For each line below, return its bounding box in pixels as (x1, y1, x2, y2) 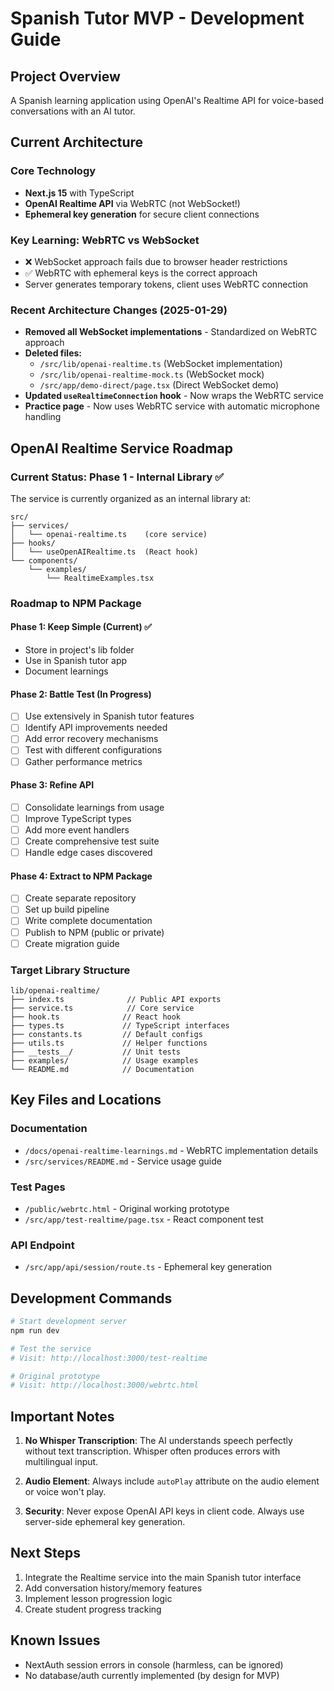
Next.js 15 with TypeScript (24, 187, 135, 199)
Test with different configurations (24, 744, 163, 756)
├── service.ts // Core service (10, 1003, 195, 1013)
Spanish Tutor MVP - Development (10, 7, 305, 30)
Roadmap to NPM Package (10, 596, 142, 610)
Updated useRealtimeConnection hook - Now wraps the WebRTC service (24, 390, 324, 402)
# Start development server (10, 1317, 128, 1327)
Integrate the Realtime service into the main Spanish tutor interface (24, 1571, 302, 1583)
